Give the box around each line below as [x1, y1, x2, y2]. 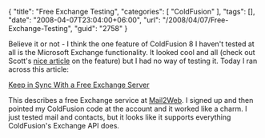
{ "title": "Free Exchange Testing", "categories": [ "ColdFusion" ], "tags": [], [8, 7, 255, 16]
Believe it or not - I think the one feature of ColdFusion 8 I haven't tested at [8, 39, 255, 49]
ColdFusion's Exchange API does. [8, 121, 120, 130]
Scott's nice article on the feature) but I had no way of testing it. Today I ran [8, 56, 258, 65]
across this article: [8, 65, 70, 74]
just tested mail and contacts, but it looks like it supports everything [8, 112, 231, 122]
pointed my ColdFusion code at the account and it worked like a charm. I [8, 104, 247, 113]
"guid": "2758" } [74, 24, 128, 33]
